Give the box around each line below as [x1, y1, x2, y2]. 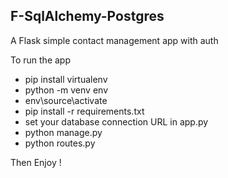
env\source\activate [24, 94, 108, 106]
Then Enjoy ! [10, 156, 62, 168]
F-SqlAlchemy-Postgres [10, 8, 165, 25]
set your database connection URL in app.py [24, 115, 209, 128]
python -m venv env [24, 84, 108, 96]
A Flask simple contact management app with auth [10, 34, 219, 46]
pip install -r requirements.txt [24, 105, 145, 117]
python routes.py [24, 137, 96, 149]
